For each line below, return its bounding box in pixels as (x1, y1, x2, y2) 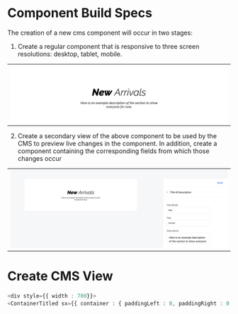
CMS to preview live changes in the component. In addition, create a (17, 140, 217, 148)
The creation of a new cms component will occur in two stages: (7, 28, 193, 37)
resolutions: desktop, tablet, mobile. (17, 50, 123, 58)
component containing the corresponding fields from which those (17, 147, 210, 155)
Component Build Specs (7, 5, 152, 21)
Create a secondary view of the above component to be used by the (17, 132, 217, 140)
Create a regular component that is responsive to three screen (17, 42, 200, 50)
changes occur (17, 155, 62, 163)
